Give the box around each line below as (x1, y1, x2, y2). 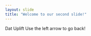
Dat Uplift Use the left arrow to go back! (5, 25, 86, 31)
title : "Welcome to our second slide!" (5, 12, 87, 17)
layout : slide (5, 7, 34, 12)
